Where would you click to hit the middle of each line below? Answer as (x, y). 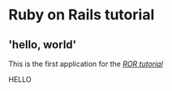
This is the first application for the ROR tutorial (86, 64)
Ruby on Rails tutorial (82, 15)
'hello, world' (43, 45)
